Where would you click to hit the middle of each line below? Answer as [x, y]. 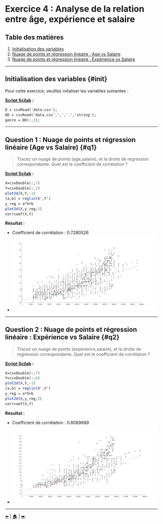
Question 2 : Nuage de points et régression [71, 330]
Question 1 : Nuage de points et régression [70, 140]
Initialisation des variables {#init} [56, 79]
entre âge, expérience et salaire [70, 19]
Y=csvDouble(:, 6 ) [23, 378]
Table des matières [34, 37]
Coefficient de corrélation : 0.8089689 [50, 422]
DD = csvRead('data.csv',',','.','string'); [51, 115]
